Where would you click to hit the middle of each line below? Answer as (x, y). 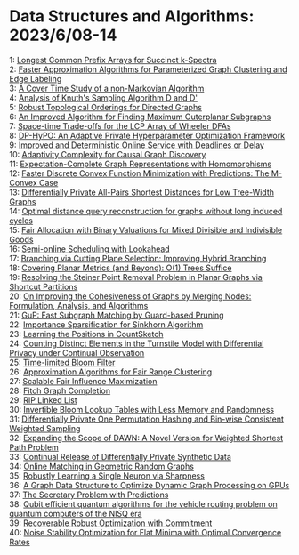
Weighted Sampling (45, 428)
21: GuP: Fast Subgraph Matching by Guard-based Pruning (117, 315)
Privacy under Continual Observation (77, 352)
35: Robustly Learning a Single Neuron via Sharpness (107, 475)
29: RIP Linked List (43, 400)
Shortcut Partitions (44, 286)
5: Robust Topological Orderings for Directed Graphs (106, 107)
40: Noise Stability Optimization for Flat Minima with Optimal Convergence (145, 532)
